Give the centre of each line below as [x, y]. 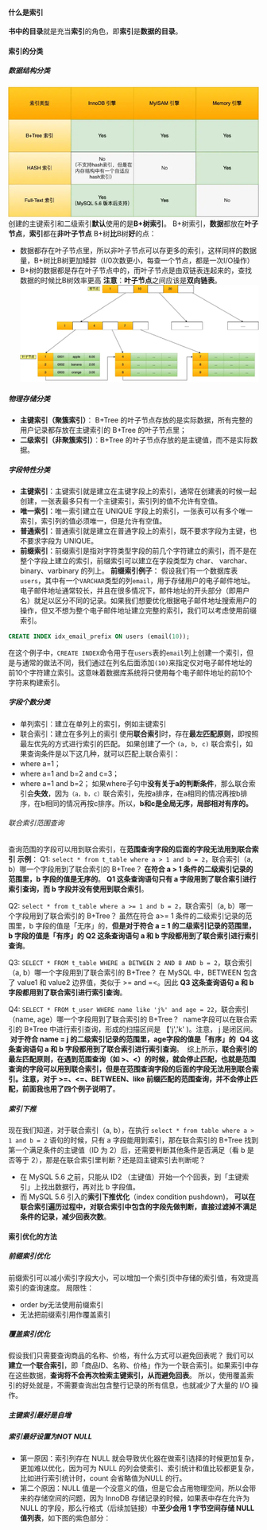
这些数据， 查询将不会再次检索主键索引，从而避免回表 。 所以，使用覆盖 [131, 1376]
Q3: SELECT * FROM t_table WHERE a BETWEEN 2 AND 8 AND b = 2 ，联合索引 [130, 962]
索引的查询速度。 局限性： [51, 1287]
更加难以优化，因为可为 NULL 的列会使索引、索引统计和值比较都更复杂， [139, 1468]
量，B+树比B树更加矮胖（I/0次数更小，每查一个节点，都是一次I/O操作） [137, 261]
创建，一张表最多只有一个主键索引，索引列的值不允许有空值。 [121, 500]
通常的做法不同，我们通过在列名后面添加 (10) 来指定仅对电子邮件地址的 [137, 662]
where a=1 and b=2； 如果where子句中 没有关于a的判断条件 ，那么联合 [134, 783]
